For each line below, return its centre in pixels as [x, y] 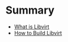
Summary [30, 10]
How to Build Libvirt [38, 33]
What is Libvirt [32, 27]
